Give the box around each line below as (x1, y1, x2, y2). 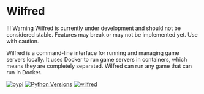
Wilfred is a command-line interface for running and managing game (6, 49, 179, 56)
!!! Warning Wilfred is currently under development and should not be (6, 24, 181, 32)
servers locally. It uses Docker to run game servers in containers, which (6, 56, 187, 63)
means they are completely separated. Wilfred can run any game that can (6, 62, 192, 70)
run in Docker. (6, 68, 42, 76)
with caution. (6, 37, 39, 45)
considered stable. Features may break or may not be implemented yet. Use (6, 31, 198, 38)
